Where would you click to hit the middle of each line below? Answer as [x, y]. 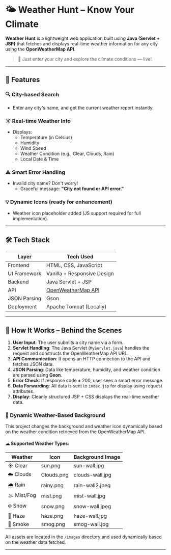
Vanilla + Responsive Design [80, 274]
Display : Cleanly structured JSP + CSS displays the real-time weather [86, 397]
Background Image [97, 457]
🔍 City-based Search [32, 95]
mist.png [51, 496]
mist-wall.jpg [90, 496]
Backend [18, 282]
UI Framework [25, 274]
